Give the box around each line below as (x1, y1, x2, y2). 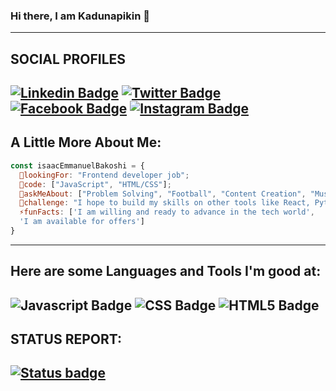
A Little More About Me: (10, 134, 162, 151)
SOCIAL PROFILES (10, 50, 127, 68)
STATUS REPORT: (10, 331, 122, 348)
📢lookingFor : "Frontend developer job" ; (19, 170, 190, 180)
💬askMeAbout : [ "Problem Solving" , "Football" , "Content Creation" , (19, 189, 307, 199)
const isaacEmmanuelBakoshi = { (10, 160, 145, 171)
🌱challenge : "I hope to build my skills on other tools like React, (19, 198, 311, 208)
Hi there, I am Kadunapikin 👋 (10, 9, 151, 23)
